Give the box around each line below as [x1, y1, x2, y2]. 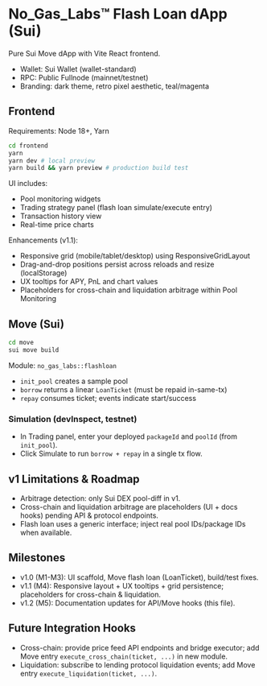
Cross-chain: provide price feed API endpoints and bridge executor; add [19, 643, 260, 652]
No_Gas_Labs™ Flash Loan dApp [8, 5, 228, 23]
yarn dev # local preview [8, 156, 95, 165]
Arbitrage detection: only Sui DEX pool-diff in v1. [19, 493, 181, 503]
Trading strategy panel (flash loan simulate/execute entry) [19, 203, 213, 213]
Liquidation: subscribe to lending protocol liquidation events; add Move [19, 659, 256, 669]
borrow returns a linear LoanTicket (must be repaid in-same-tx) [19, 384, 228, 395]
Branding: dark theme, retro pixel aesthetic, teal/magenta [19, 81, 210, 91]
